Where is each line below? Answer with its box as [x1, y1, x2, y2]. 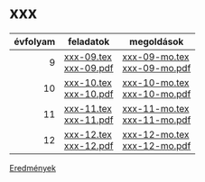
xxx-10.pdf [63, 87, 114, 100]
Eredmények [9, 162, 57, 173]
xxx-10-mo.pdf [121, 87, 191, 100]
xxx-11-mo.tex [121, 102, 190, 114]
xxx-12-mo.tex [121, 128, 190, 141]
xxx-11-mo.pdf [121, 114, 191, 126]
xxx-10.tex [63, 76, 113, 88]
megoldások [129, 35, 184, 48]
